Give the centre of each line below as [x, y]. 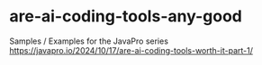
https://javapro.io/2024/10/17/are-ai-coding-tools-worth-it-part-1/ [131, 50]
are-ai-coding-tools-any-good [126, 16]
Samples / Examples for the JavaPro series [89, 41]
